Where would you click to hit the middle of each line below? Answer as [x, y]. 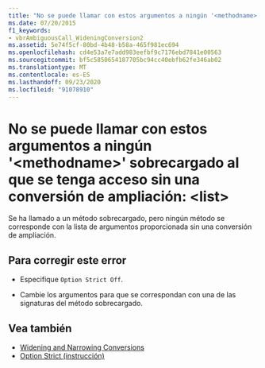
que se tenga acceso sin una [104, 179]
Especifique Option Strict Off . [71, 280]
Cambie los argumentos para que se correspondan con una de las [128, 295]
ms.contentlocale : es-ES [49, 75]
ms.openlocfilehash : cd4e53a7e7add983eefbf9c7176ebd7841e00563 [115, 52]
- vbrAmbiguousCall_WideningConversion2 [76, 38]
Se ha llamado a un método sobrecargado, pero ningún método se [117, 219]
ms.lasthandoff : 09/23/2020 [55, 82]
